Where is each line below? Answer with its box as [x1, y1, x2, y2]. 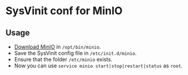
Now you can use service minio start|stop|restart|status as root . [14, 62, 183, 69]
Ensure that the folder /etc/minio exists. [14, 56, 113, 63]
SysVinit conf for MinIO [5, 4, 123, 18]
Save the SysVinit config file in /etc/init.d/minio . [14, 50, 137, 57]
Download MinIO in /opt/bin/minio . [14, 43, 101, 50]
